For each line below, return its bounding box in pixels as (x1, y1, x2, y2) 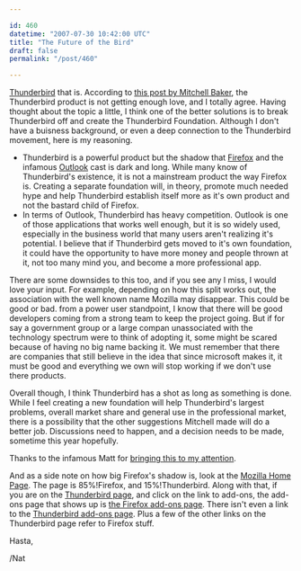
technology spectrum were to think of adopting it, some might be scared (9, 332, 278, 343)
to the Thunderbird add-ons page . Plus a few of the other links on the (9, 509, 267, 520)
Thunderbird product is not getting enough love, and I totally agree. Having (9, 96, 287, 108)
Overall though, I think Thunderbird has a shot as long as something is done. (9, 388, 292, 398)
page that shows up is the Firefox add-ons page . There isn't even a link (24, 499, 289, 510)
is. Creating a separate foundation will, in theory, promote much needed (22, 181, 289, 192)
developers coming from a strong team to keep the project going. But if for (9, 313, 285, 324)
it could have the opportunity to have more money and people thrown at (22, 248, 289, 259)
